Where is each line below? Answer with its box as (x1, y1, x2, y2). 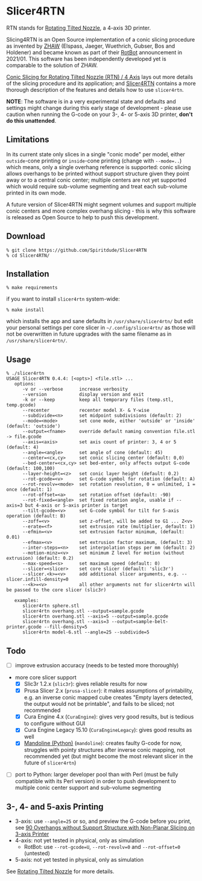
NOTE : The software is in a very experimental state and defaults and (6, 98, 176, 105)
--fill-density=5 (44, 624, 87, 630)
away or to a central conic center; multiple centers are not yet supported (6, 176, 187, 184)
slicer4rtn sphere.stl (22, 603, 80, 609)
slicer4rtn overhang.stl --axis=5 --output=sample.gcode (22, 613, 169, 620)
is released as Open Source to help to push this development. (6, 213, 159, 221)
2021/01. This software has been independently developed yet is (6, 55, 167, 62)
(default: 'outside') (6, 423, 61, 429)
